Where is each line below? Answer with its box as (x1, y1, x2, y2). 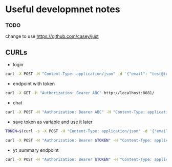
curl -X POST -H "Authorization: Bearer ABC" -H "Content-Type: (5, 109, 145, 115)
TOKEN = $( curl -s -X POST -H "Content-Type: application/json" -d (5, 128, 147, 133)
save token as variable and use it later (12, 119, 93, 125)
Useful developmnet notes (5, 4, 120, 15)
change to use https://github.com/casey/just (5, 33, 99, 39)
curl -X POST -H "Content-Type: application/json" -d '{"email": (5, 71, 147, 77)
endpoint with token (12, 80, 55, 87)
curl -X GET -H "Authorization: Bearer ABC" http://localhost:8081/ (5, 91, 155, 96)
